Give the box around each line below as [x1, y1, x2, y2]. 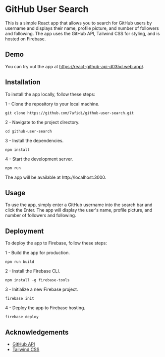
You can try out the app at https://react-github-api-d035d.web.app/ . [5, 63, 145, 69]
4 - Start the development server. [5, 156, 73, 162]
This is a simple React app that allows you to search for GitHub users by [5, 20, 152, 26]
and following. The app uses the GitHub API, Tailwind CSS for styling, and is [5, 30, 160, 36]
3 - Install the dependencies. [5, 137, 64, 143]
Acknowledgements [5, 328, 69, 337]
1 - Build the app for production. [5, 250, 70, 256]
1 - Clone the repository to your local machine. [5, 101, 100, 107]
